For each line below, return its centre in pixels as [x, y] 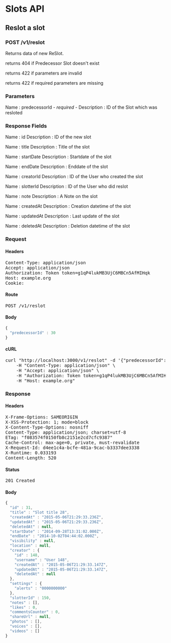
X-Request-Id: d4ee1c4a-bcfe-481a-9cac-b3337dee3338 [73, 448]
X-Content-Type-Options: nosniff [47, 427]
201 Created [20, 481]
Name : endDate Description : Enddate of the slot [57, 167]
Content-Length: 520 [31, 458]
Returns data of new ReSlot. [35, 53]
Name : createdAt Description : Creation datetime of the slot [68, 206]
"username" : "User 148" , [42, 560]
